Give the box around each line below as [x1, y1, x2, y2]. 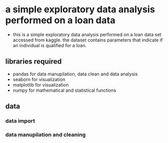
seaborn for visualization [12, 76, 66, 83]
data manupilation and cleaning [5, 131, 86, 138]
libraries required [5, 57, 62, 66]
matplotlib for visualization [12, 81, 69, 88]
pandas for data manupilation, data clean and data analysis [12, 71, 138, 77]
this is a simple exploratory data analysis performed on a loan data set [12, 31, 162, 37]
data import [5, 117, 35, 125]
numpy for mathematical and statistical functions [12, 87, 117, 93]
